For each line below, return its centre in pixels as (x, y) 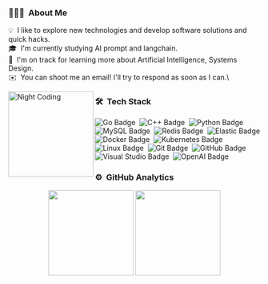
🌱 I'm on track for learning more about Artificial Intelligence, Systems (123, 60)
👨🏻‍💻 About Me (38, 13)
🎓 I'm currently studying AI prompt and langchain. (93, 48)
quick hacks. (29, 39)
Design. (21, 68)
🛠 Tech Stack (123, 102)
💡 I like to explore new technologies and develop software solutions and (128, 30)
